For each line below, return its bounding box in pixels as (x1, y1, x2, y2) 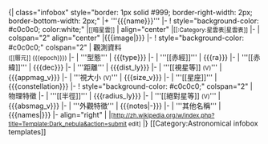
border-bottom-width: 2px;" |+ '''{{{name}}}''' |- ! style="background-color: (8, 16, 259, 26)
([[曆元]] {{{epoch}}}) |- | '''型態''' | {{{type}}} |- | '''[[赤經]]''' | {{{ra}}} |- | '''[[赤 (8, 53, 261, 62)
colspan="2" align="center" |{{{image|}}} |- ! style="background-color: (8, 33, 245, 42)
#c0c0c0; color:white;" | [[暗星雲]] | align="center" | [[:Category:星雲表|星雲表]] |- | (8, 25, 261, 34)
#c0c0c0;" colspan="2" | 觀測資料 (8, 42, 122, 52)
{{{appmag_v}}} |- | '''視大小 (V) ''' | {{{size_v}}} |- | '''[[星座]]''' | (8, 73, 217, 82)
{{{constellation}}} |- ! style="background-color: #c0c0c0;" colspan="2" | (8, 82, 253, 91)
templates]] (8, 127, 47, 136)
